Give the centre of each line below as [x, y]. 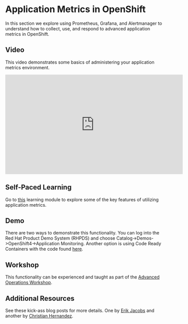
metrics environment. [27, 67]
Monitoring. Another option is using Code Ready [111, 244]
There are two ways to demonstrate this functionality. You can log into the [82, 233]
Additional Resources [40, 298]
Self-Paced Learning [39, 187]
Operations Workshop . [29, 283]
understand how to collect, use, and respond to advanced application [78, 28]
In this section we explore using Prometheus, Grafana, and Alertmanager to [84, 23]
